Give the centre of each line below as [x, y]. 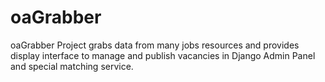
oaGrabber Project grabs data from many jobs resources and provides [155, 45]
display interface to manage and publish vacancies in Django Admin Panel [163, 55]
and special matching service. [72, 66]
